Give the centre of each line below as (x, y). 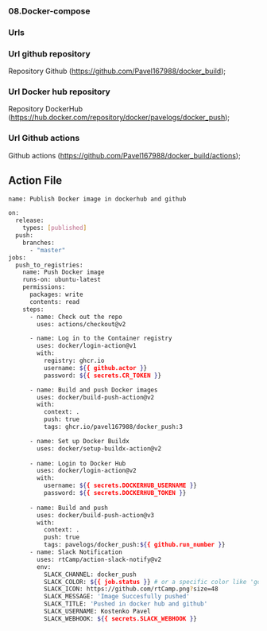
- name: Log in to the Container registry (101, 339)
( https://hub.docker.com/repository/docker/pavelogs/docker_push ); (119, 118)
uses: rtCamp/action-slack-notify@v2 (99, 559)
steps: (33, 309)
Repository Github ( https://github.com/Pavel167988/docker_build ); (117, 71)
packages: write (56, 295)
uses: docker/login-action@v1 (87, 346)
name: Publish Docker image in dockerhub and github (97, 199)
